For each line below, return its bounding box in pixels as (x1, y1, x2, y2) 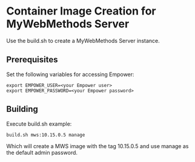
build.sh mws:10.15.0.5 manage (6, 132, 85, 138)
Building (6, 104, 38, 114)
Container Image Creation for (6, 4, 156, 18)
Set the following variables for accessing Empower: (6, 71, 134, 78)
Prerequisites (6, 54, 58, 65)
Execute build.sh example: (6, 120, 72, 128)
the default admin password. (6, 149, 78, 156)
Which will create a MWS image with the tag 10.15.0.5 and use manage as (6, 142, 189, 149)
